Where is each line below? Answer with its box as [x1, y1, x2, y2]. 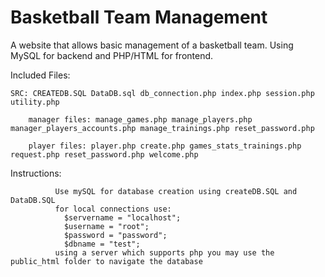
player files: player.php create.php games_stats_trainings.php [28, 141, 302, 151]
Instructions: [10, 167, 62, 179]
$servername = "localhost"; [63, 212, 182, 223]
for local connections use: [54, 204, 172, 214]
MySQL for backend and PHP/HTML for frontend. [10, 49, 214, 61]
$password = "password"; [63, 230, 168, 240]
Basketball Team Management [10, 6, 268, 29]
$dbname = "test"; [63, 239, 141, 249]
